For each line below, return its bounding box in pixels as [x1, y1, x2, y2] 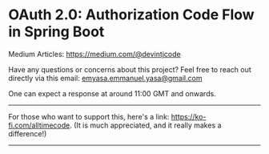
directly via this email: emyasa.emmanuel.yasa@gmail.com [8, 73, 203, 83]
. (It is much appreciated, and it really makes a [69, 120, 222, 130]
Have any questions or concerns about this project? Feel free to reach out [8, 64, 252, 74]
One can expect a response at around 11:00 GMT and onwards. [8, 88, 216, 98]
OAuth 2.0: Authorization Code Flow [8, 6, 255, 24]
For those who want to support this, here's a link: [8, 111, 170, 121]
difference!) [8, 128, 47, 138]
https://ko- [171, 111, 207, 121]
